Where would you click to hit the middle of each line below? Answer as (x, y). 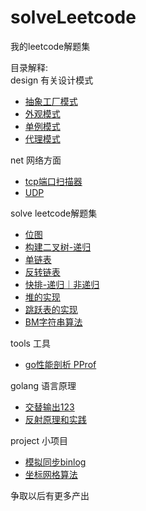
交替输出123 (49, 407)
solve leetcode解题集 (54, 213)
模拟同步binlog (55, 462)
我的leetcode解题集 (50, 46)
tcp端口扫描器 (53, 181)
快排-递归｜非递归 (62, 284)
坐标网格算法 (51, 474)
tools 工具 (30, 343)
